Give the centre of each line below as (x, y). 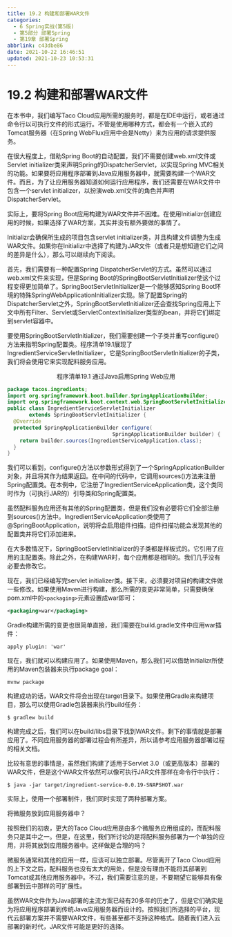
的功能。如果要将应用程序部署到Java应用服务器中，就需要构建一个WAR (108, 173)
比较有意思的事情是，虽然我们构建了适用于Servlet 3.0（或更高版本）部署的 (113, 764)
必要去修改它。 (28, 566)
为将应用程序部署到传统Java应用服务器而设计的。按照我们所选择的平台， (111, 909)
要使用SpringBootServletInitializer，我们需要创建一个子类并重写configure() (113, 335)
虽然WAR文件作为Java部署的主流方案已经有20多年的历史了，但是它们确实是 (115, 901)
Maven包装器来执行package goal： (69, 669)
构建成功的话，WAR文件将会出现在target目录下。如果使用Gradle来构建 (108, 696)
